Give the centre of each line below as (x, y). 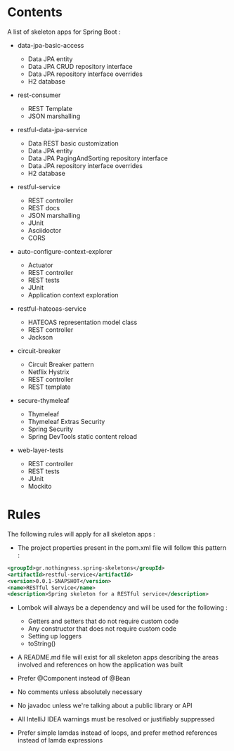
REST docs (44, 207)
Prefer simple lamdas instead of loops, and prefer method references (117, 733)
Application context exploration (73, 295)
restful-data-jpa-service (52, 129)
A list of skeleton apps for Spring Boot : (64, 32)
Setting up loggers (55, 636)
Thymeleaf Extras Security (66, 421)
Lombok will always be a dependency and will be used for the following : (123, 608)
